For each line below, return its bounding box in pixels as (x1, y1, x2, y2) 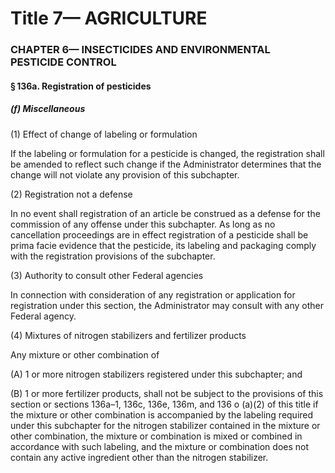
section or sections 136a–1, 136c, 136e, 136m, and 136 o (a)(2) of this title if (10, 398, 319, 410)
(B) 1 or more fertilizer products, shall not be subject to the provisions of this (10, 387, 324, 399)
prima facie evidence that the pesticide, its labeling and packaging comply (10, 239, 317, 251)
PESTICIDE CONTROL (10, 55, 117, 69)
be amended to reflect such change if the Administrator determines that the (10, 158, 322, 170)
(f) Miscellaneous (10, 103, 86, 115)
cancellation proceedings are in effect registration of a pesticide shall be (10, 228, 309, 241)
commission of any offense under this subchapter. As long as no (10, 218, 276, 230)
